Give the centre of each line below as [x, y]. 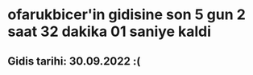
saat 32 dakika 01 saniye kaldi [109, 32]
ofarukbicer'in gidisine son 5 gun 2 [127, 15]
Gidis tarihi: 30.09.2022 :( [74, 61]
